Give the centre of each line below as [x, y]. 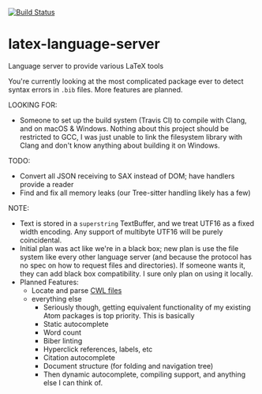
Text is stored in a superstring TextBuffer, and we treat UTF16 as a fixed [137, 223]
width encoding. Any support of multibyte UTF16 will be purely [121, 231]
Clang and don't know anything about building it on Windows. [120, 145]
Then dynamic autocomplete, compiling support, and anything [144, 374]
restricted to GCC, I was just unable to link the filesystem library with [131, 137]
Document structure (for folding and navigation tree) [128, 366]
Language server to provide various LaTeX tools [86, 66]
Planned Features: [49, 282]
